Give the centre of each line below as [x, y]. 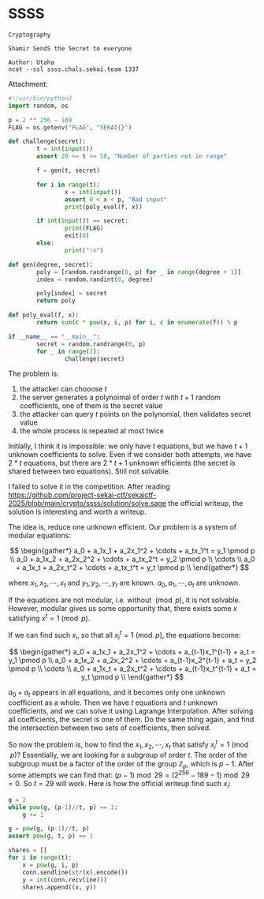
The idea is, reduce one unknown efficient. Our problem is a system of [123, 527]
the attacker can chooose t [63, 389]
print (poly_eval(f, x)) [104, 207]
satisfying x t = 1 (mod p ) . [49, 618]
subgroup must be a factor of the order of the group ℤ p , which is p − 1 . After [131, 764]
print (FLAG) [84, 228]
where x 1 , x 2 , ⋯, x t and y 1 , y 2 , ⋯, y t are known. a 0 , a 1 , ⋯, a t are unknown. [124, 584]
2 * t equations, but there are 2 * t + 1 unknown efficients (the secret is [122, 463]
